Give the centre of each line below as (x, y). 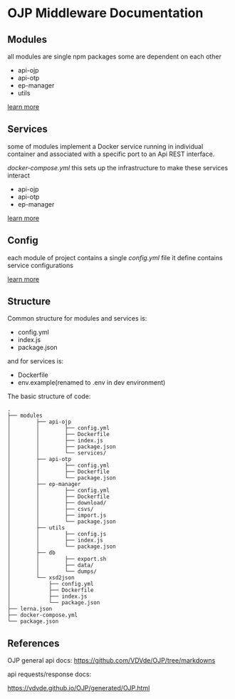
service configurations (40, 265)
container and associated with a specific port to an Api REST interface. (111, 154)
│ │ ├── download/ (57, 503)
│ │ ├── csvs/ (51, 509)
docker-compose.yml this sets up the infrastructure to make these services (118, 167)
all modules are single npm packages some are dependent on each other (115, 56)
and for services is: (36, 361)
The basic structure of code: (49, 396)
